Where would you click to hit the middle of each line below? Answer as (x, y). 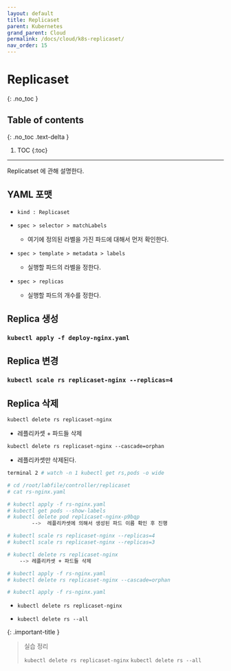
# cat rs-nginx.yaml (37, 492)
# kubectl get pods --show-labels (57, 511)
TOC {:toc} (32, 150)
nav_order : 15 (27, 45)
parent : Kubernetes (35, 26)
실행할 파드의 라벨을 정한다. (64, 267)
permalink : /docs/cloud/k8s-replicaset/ (66, 39)
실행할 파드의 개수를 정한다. (64, 295)
